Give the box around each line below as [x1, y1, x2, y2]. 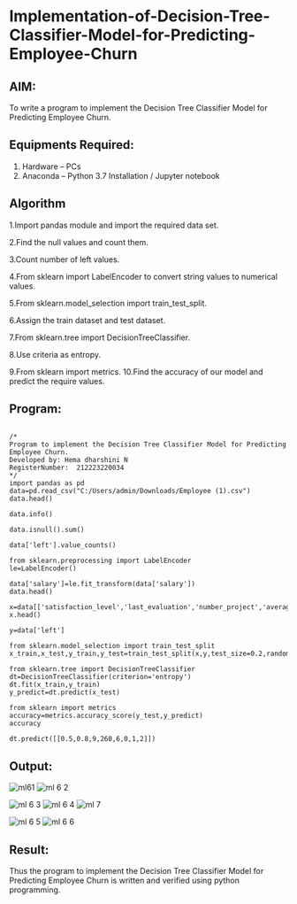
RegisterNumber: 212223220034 [9, 463, 125, 473]
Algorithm [9, 197, 66, 212]
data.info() [9, 510, 53, 519]
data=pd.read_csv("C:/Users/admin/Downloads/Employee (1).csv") [9, 487, 251, 496]
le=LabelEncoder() [9, 564, 77, 573]
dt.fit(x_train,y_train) [9, 680, 101, 690]
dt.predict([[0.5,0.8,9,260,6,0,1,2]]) [9, 735, 156, 744]
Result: [9, 842, 49, 857]
